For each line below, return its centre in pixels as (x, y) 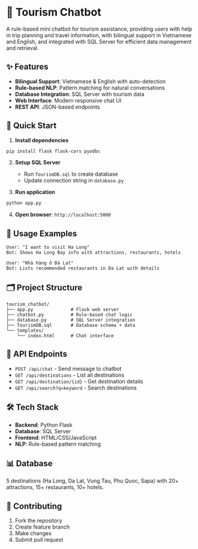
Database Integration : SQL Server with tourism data (79, 94)
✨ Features (27, 67)
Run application (35, 192)
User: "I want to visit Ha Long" (48, 247)
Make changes (33, 533)
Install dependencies (42, 140)
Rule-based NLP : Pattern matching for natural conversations (90, 88)
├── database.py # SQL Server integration (71, 320)
